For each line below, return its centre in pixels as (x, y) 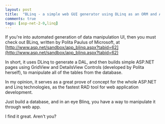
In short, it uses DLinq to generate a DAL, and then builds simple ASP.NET (80, 62)
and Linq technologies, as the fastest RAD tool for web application (72, 87)
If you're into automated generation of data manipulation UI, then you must (81, 37)
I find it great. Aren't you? (31, 116)
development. (19, 92)
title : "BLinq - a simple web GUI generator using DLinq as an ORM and (81, 14)
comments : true (21, 19)
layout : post (18, 10)
